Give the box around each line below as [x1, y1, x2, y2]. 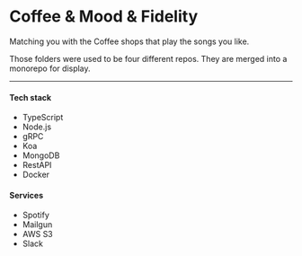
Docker [22, 169, 50, 181]
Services [9, 190, 44, 200]
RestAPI [22, 160, 52, 171]
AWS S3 [22, 229, 54, 240]
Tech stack [9, 92, 52, 102]
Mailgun [22, 219, 53, 230]
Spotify [22, 209, 49, 221]
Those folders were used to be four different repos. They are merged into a [9, 53, 288, 64]
